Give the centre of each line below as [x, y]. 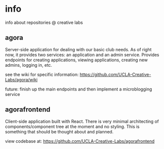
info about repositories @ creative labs [44, 22]
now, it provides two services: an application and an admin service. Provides [82, 55]
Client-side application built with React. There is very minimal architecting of [82, 121]
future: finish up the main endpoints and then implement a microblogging [79, 89]
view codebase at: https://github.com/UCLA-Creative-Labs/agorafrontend [80, 141]
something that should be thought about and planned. [59, 131]
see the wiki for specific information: [42, 74]
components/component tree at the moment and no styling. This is [72, 126]
